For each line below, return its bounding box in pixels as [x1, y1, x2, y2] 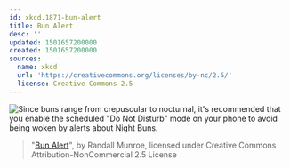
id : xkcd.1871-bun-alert [9, 12, 101, 22]
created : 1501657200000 [9, 46, 98, 55]
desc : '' [9, 29, 42, 38]
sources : [9, 54, 42, 63]
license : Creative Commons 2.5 [17, 79, 133, 88]
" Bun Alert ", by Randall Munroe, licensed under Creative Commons [30, 140, 277, 150]
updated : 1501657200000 [9, 37, 98, 47]
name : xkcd [17, 63, 58, 72]
